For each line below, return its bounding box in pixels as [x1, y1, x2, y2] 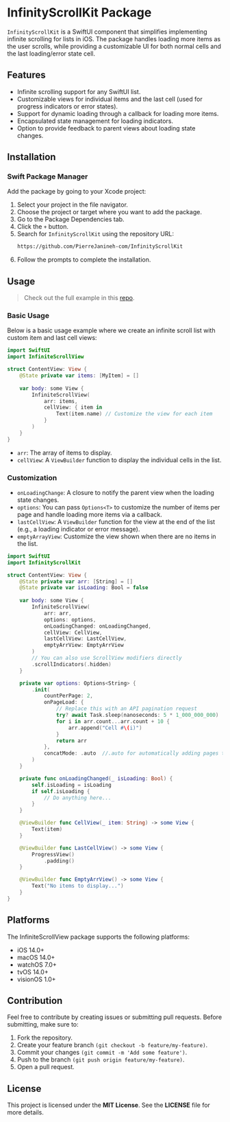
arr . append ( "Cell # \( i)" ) [68, 724, 142, 731]
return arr [55, 737, 88, 744]
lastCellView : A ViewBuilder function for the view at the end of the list [16, 517, 216, 526]
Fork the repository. [16, 1033, 73, 1042]
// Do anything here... [43, 794, 112, 801]
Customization [7, 472, 57, 482]
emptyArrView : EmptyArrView [43, 642, 125, 649]
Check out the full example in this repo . [23, 294, 135, 302]
